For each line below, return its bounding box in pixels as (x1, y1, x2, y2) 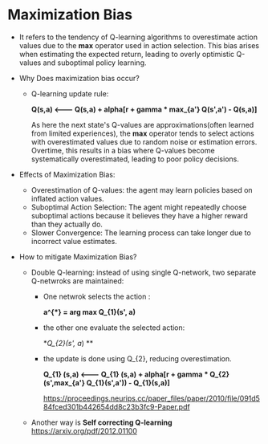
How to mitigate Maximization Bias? (18, 251, 137, 262)
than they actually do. (30, 219, 104, 229)
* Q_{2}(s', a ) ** (43, 338, 94, 348)
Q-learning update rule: (30, 88, 109, 98)
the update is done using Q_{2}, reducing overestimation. (43, 353, 232, 363)
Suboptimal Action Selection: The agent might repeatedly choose (30, 202, 247, 212)
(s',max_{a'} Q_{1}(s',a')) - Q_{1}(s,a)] (43, 377, 170, 387)
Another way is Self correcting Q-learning (30, 418, 173, 427)
